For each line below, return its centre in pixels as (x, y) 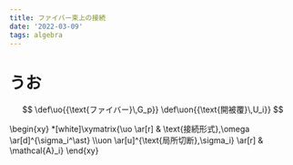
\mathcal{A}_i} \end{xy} (54, 150)
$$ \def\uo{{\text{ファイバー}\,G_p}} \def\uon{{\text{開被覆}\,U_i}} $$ (153, 109)
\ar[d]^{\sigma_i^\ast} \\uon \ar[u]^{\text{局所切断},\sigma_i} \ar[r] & (136, 140)
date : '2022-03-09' (46, 26)
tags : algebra (36, 35)
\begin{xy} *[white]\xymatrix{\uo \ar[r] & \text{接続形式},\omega (130, 129)
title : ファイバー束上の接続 (58, 18)
